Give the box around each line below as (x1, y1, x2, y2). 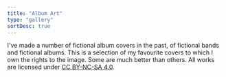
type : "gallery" (7, 16, 54, 23)
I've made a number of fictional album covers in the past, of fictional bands (7, 42, 220, 50)
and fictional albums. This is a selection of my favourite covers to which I (7, 48, 213, 57)
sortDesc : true (7, 22, 51, 29)
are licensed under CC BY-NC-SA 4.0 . (7, 63, 115, 72)
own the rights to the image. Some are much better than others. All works (7, 56, 215, 64)
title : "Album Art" (7, 10, 63, 17)
